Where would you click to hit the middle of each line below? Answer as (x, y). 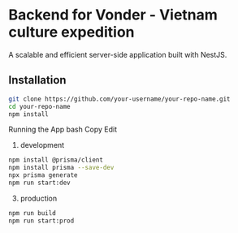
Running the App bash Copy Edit (63, 129)
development (42, 145)
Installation (37, 80)
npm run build (32, 213)
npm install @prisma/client (56, 160)
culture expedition (71, 32)
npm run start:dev (39, 183)
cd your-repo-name (39, 106)
